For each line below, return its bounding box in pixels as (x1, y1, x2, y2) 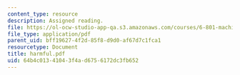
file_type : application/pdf (7, 30, 91, 38)
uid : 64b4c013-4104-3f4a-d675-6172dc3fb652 (7, 57, 139, 64)
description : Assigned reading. (7, 17, 104, 24)
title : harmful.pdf (7, 51, 66, 58)
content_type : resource (7, 10, 79, 18)
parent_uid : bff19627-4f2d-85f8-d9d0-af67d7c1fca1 (7, 37, 161, 44)
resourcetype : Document (7, 44, 79, 51)
